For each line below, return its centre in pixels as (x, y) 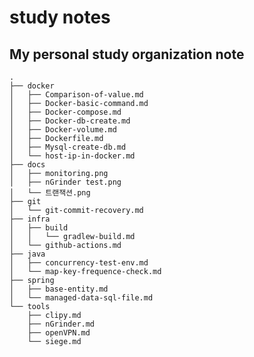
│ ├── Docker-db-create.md (70, 121)
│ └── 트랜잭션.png (50, 193)
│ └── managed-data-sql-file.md (81, 298)
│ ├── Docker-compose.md (65, 112)
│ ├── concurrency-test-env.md (79, 263)
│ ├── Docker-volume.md (63, 130)
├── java (27, 254)
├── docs (27, 165)
